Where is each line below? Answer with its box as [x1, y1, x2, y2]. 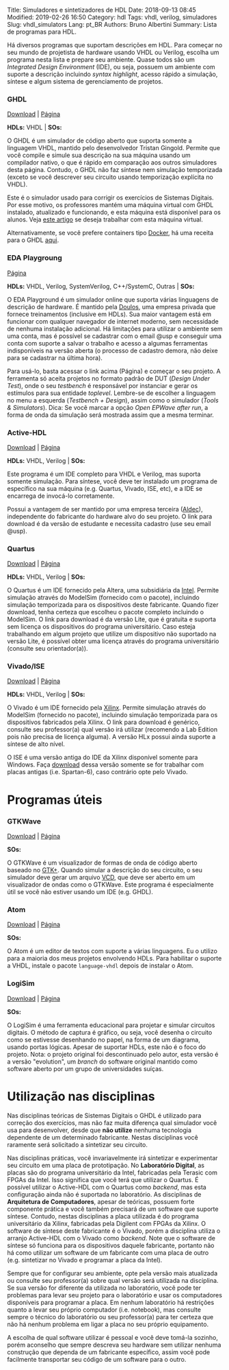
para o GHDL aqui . [7, 236, 59, 244]
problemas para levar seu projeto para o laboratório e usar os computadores [7, 1290, 222, 1299]
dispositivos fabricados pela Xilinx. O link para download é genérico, [7, 718, 200, 726]
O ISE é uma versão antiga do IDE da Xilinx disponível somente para [7, 754, 198, 762]
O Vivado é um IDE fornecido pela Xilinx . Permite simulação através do [7, 704, 206, 712]
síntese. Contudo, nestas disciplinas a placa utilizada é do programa [7, 1212, 200, 1220]
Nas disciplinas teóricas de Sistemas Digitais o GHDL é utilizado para [7, 1111, 202, 1120]
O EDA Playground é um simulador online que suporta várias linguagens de [7, 295, 219, 304]
